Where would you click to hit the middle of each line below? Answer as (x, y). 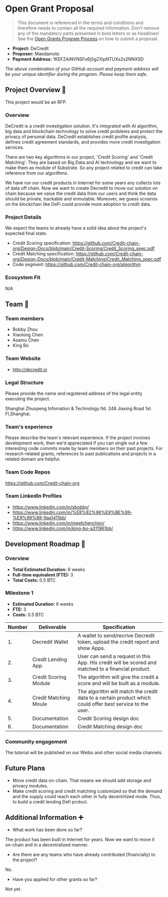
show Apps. (91, 648)
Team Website (23, 359)
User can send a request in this (114, 656)
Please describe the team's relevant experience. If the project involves (78, 438)
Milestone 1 (19, 593)
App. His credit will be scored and (117, 662)
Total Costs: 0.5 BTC (34, 580)
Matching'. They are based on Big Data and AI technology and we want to (81, 162)
